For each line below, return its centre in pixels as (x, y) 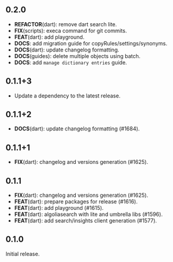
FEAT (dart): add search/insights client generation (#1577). (86, 221)
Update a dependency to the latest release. (67, 96)
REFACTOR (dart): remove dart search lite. (66, 24)
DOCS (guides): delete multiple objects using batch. (77, 56)
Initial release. (23, 254)
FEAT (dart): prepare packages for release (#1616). (76, 202)
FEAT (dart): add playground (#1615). (59, 208)
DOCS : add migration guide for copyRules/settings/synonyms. (91, 43)
